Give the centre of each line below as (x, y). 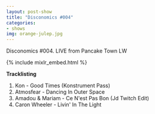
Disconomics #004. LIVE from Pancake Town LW (67, 51)
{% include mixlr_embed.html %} (47, 63)
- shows (16, 28)
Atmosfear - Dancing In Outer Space (60, 92)
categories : (21, 23)
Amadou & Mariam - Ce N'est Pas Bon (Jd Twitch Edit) (82, 98)
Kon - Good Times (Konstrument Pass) (63, 86)
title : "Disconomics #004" (40, 17)
